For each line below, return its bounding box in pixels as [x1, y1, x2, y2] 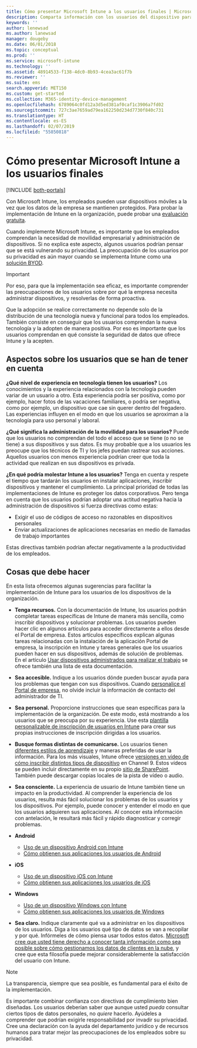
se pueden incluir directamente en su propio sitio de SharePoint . [14, 766, 170, 773]
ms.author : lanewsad [6, 31, 57, 37]
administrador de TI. [14, 693, 64, 700]
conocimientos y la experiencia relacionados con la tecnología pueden [6, 385, 176, 392]
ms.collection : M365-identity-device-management [6, 96, 127, 102]
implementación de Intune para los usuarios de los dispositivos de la [6, 589, 172, 596]
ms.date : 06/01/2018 [6, 42, 57, 48]
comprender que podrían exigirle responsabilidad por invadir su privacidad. [6, 1016, 189, 1023]
